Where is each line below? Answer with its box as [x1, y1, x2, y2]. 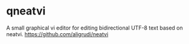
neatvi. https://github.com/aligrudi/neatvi [6, 30, 109, 37]
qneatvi [6, 4, 46, 18]
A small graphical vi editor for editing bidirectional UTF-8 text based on [6, 24, 183, 31]
